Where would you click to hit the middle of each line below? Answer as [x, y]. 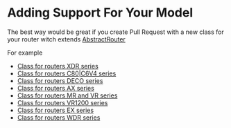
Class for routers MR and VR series [67, 95]
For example [25, 53]
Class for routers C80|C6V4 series [67, 73]
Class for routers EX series [55, 110]
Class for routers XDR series [58, 66]
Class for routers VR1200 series [62, 102]
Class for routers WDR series [59, 117]
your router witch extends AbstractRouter [67, 39]
